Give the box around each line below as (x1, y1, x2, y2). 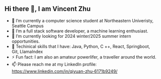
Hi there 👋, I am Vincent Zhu (4, 5, 91, 13)
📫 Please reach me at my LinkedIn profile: (11, 61, 97, 67)
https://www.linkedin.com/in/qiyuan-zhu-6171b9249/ (11, 68, 118, 74)
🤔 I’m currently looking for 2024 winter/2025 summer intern (11, 33, 131, 39)
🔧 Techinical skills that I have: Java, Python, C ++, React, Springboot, (11, 43, 150, 49)
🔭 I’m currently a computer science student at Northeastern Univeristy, (11, 17, 154, 23)
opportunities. (11, 38, 40, 44)
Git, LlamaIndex (11, 48, 43, 54)
